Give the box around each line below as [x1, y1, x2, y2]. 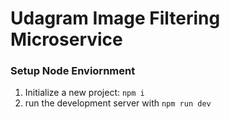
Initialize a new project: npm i [24, 87, 145, 99]
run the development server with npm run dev [24, 97, 212, 109]
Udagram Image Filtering [10, 7, 221, 30]
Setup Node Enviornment [10, 64, 136, 78]
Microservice [10, 28, 123, 51]
